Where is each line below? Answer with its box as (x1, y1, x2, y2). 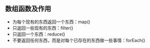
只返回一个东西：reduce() (12, 31, 66, 37)
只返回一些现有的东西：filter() (12, 25, 74, 31)
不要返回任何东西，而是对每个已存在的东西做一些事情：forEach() (12, 37, 146, 43)
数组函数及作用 (5, 4, 51, 13)
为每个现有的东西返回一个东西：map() (12, 19, 91, 25)
